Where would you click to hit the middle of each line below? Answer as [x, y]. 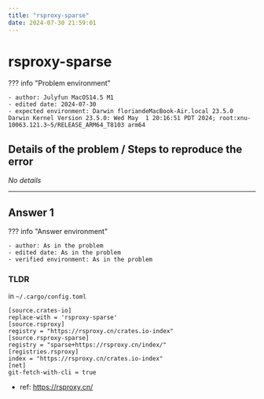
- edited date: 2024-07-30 [52, 104]
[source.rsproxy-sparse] [49, 339]
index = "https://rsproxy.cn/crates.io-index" [86, 359]
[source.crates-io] [40, 311]
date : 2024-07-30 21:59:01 [52, 23]
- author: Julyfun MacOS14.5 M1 [61, 98]
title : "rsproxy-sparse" [49, 15]
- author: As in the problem [56, 246]
